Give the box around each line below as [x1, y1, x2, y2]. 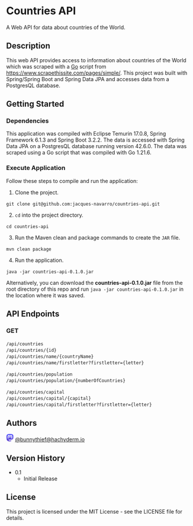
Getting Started [6, 99, 65, 109]
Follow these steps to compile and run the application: [6, 177, 138, 184]
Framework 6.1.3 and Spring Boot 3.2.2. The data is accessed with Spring [6, 136, 185, 143]
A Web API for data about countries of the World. [6, 24, 126, 31]
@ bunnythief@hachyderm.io [14, 436, 85, 443]
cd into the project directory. [14, 211, 84, 219]
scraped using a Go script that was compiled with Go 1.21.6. [6, 149, 152, 156]
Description [6, 41, 50, 51]
